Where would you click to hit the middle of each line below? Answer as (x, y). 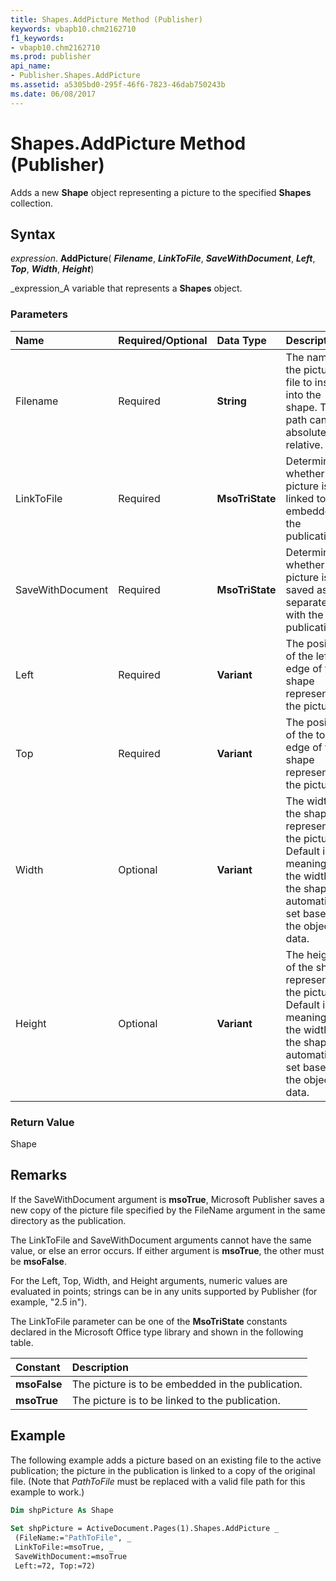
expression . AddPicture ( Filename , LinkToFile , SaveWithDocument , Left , (163, 258)
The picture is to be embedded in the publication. (187, 1384)
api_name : (31, 66)
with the (304, 614)
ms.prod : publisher (51, 57)
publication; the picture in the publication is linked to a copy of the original (163, 1470)
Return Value (42, 1122)
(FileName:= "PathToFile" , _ (73, 1538)
